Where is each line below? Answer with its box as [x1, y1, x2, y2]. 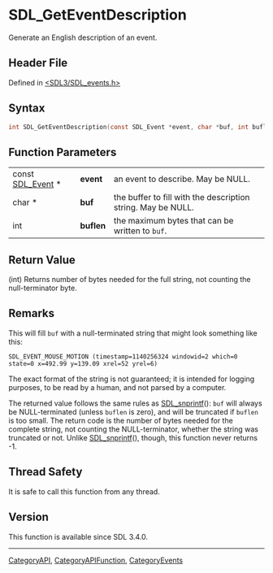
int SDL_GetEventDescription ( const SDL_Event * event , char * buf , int [8, 123, 249, 131]
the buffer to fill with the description [113, 192, 250, 203]
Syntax [8, 102, 45, 115]
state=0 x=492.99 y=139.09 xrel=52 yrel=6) [8, 359, 158, 367]
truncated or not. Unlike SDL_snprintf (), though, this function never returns [8, 432, 258, 442]
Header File [8, 56, 68, 70]
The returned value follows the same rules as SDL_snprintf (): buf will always [8, 398, 262, 408]
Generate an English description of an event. [8, 33, 158, 42]
